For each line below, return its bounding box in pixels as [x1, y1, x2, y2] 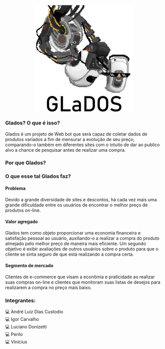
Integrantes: [5, 297, 36, 304]
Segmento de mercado [5, 263, 53, 269]
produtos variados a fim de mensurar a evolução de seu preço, [5, 136, 135, 142]
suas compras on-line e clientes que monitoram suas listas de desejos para [5, 279, 161, 285]
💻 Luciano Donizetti [5, 324, 47, 330]
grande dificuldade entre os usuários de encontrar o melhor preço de [5, 202, 148, 208]
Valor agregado [5, 218, 38, 225]
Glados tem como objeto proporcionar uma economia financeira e [5, 229, 141, 236]
